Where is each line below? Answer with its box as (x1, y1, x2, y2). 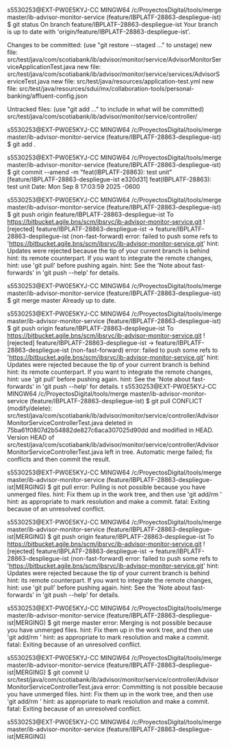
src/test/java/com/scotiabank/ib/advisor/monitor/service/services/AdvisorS (7, 70, 220, 78)
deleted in (104, 419, 133, 427)
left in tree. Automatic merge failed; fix (104, 448, 213, 456)
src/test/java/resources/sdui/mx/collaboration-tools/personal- (19, 85, 194, 92)
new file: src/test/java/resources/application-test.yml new (51, 77, 214, 85)
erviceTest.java (7, 77, 50, 85)
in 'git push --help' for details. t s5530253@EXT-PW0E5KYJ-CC (36, 383, 217, 390)
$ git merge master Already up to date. (7, 296, 116, 304)
